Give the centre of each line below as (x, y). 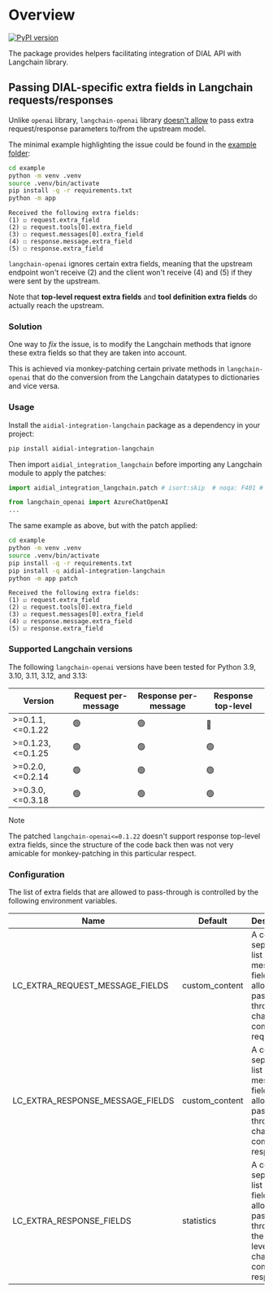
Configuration (37, 874)
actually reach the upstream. (56, 306)
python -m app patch (43, 578)
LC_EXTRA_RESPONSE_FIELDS (72, 1221)
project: (22, 433)
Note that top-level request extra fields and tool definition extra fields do (133, 297)
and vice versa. (34, 386)
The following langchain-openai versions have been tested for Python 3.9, (132, 666)
